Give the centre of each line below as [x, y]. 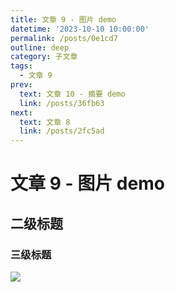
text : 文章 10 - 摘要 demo [72, 94]
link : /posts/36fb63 [62, 103]
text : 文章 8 [45, 122]
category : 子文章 [44, 57]
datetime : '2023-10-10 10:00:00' [80, 29]
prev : [21, 85]
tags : [21, 66]
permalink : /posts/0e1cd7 [64, 38]
